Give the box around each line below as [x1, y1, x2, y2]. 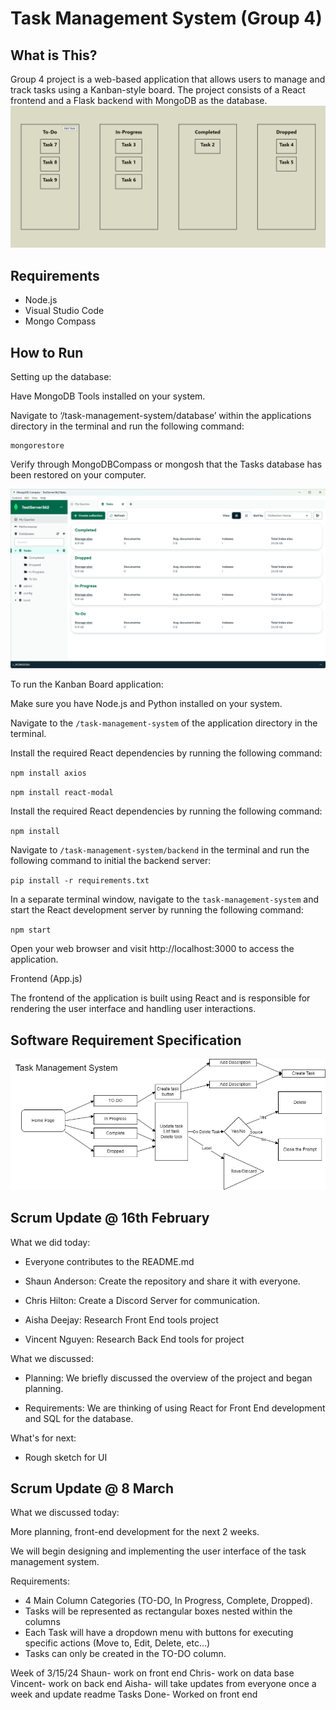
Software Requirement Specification [10, 1032, 242, 1049]
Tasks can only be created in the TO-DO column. [24, 1648, 227, 1660]
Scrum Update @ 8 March [10, 1480, 175, 1497]
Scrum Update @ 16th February [10, 1210, 210, 1227]
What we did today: [10, 1236, 91, 1248]
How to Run [10, 344, 84, 361]
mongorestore [10, 441, 65, 451]
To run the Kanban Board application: [10, 678, 164, 691]
